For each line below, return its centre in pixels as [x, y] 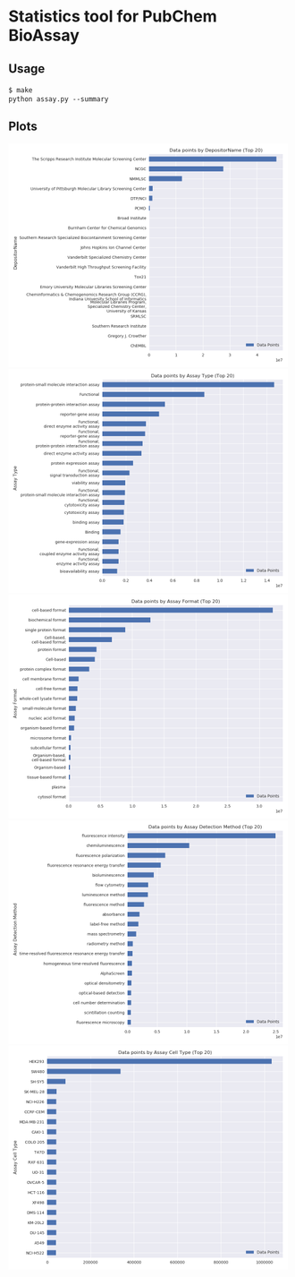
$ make [21, 90]
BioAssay [44, 35]
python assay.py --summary [59, 99]
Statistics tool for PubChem [113, 17]
